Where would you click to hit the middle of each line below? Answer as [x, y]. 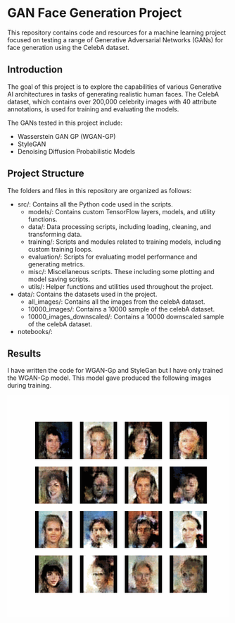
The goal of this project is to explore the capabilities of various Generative [114, 87]
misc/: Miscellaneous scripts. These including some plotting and [121, 271]
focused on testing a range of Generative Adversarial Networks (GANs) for [115, 39]
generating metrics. [56, 264]
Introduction [35, 69]
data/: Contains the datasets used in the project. [87, 294]
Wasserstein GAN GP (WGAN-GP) [66, 136]
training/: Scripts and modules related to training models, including [125, 242]
